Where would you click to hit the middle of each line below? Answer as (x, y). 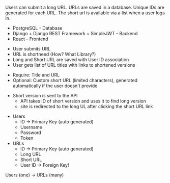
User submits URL (32, 49)
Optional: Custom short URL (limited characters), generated (75, 80)
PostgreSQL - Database (37, 28)
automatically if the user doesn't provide (55, 86)
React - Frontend (30, 39)
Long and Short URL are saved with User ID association (71, 60)
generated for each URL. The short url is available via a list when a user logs (85, 13)
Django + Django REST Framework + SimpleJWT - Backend (75, 33)
